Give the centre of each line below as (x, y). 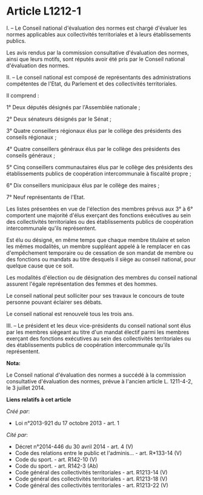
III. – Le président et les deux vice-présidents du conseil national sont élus (99, 325)
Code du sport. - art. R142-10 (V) (56, 459)
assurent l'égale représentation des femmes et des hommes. (82, 284)
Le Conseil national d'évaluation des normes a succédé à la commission (96, 375)
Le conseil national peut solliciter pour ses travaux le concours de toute (95, 295)
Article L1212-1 (44, 11)
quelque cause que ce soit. (40, 266)
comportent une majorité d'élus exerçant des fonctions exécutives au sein (98, 215)
